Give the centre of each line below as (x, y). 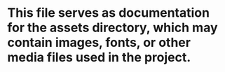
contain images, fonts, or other (99, 43)
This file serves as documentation (109, 13)
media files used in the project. (99, 58)
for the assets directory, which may (113, 28)
